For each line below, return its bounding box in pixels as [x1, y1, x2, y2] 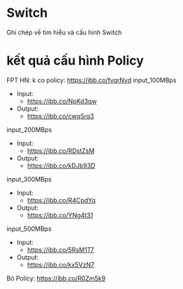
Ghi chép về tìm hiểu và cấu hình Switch [6, 28, 122, 36]
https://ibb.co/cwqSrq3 [27, 112, 94, 120]
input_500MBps [6, 224, 52, 233]
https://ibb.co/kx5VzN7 [27, 260, 95, 269]
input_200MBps [6, 125, 52, 134]
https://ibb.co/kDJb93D [27, 161, 96, 170]
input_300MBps [6, 175, 52, 183]
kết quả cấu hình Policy [6, 53, 144, 69]
